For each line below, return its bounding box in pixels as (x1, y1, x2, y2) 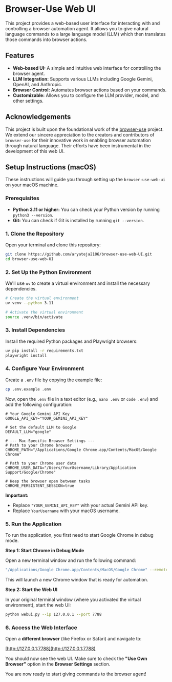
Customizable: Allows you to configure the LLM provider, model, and (12, 92, 159, 98)
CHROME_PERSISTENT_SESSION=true (5, 483, 74, 488)
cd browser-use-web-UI (5, 256, 54, 262)
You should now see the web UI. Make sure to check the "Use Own (5, 655, 147, 662)
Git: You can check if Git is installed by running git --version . (12, 217, 144, 223)
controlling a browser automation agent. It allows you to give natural (5, 25, 148, 31)
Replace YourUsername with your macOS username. (12, 508, 120, 514)
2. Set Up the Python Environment (5, 268, 91, 276)
